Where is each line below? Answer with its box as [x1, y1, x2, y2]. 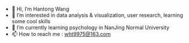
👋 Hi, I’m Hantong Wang [11, 6, 69, 12]
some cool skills [11, 18, 51, 24]
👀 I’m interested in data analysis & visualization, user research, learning [11, 12, 183, 19]
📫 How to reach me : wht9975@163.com [11, 31, 111, 37]
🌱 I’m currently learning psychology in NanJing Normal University [11, 24, 170, 31]
